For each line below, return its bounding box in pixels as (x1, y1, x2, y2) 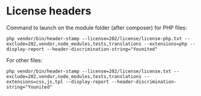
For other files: (6, 56, 43, 64)
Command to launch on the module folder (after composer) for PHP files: (6, 24, 187, 31)
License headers (6, 4, 92, 18)
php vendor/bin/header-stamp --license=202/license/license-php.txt (6, 35, 182, 41)
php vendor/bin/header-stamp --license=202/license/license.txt (6, 68, 171, 74)
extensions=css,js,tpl (6, 79, 63, 85)
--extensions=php (144, 41, 188, 47)
